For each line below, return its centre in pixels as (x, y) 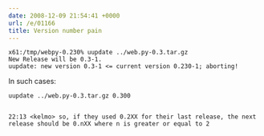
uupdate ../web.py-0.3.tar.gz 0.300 (69, 96)
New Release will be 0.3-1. (55, 60)
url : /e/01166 (32, 23)
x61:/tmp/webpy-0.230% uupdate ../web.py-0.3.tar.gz (98, 53)
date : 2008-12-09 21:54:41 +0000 (64, 16)
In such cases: (32, 82)
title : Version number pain (55, 30)
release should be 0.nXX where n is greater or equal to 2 (109, 124)
